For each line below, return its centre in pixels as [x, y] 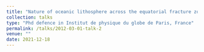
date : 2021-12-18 [28, 39]
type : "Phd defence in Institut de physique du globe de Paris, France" [100, 23]
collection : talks [29, 17]
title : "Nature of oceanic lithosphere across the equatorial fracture [99, 12]
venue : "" [19, 34]
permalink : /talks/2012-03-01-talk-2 [54, 28]
